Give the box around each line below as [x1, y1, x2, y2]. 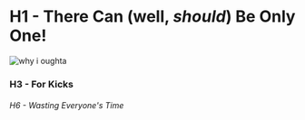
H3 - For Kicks [9, 78, 74, 90]
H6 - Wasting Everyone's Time [9, 100, 124, 111]
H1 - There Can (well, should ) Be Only [9, 6, 296, 27]
